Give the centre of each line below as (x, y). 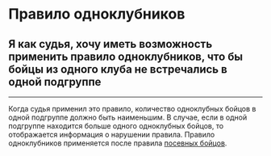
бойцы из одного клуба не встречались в (118, 69)
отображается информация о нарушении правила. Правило (112, 135)
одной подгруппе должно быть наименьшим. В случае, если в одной (128, 117)
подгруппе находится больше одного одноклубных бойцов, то (116, 126)
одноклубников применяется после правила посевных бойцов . (118, 143)
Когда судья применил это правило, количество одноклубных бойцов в (132, 109)
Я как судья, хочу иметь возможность (110, 44)
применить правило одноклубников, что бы (126, 56)
